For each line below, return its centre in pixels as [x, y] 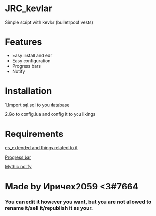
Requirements [34, 134]
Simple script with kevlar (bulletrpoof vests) [49, 22]
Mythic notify [18, 166]
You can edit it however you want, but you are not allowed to [78, 202]
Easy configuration [31, 61]
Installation [28, 91]
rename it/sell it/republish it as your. [49, 208]
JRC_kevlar [29, 9]
